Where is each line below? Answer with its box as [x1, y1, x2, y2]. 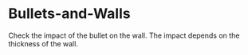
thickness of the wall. [8, 38, 78, 48]
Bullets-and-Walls [8, 5, 131, 23]
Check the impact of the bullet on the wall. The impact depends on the [8, 31, 240, 40]
